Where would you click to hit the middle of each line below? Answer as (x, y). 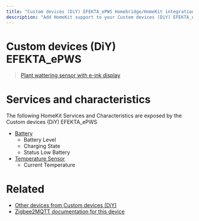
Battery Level (40, 140)
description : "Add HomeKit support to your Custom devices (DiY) (88, 17)
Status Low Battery (47, 152)
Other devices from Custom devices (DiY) (66, 206)
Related (25, 189)
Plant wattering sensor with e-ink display (70, 75)
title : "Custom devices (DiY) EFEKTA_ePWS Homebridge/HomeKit (84, 12)
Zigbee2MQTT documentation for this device (70, 212)
